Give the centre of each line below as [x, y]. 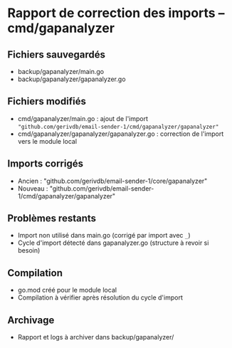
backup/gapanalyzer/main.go [61, 72]
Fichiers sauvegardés [56, 54]
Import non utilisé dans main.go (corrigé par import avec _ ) [104, 236]
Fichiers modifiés [47, 101]
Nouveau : [33, 188]
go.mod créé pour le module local [67, 290]
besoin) [29, 251]
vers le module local [47, 141]
